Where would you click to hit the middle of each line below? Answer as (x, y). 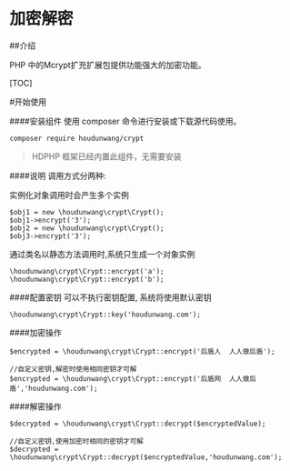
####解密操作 (35, 406)
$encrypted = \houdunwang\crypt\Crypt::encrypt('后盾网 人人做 (130, 378)
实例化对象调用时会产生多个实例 (69, 195)
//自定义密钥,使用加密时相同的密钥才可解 (76, 441)
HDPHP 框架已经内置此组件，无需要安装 (106, 156)
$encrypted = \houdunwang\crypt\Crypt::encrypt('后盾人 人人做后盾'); (142, 351)
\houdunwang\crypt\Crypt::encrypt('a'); (87, 271)
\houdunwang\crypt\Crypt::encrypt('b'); (87, 279)
